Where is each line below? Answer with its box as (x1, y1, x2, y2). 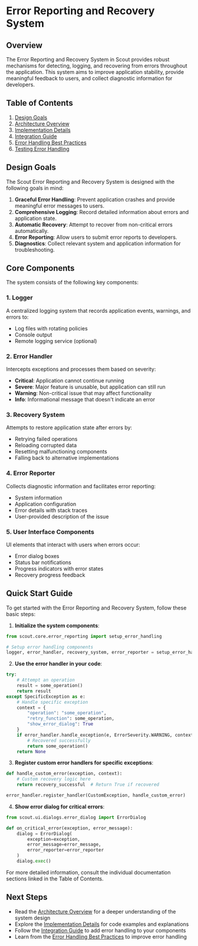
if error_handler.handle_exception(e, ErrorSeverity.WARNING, (16, 732, 173, 738)
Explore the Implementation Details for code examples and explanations (14, 921, 189, 928)
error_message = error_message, (27, 841, 101, 848)
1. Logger (6, 294, 34, 302)
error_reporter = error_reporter (27, 847, 104, 853)
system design (14, 914, 51, 921)
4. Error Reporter (6, 469, 55, 477)
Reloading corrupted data (14, 442, 77, 449)
